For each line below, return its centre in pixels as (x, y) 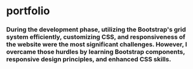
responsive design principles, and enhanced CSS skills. (89, 59)
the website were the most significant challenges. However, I (97, 45)
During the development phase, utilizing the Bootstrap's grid (96, 30)
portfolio (28, 11)
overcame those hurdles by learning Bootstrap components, (96, 52)
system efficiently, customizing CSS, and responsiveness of (96, 37)
